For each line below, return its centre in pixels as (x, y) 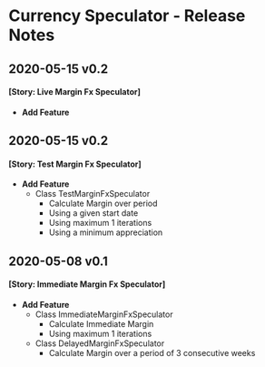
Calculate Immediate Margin (101, 323)
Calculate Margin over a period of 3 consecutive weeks (152, 352)
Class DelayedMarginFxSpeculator (100, 343)
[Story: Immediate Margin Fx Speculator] (87, 284)
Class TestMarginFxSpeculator (93, 194)
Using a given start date (93, 213)
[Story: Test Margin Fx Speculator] (75, 164)
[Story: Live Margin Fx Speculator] (75, 92)
